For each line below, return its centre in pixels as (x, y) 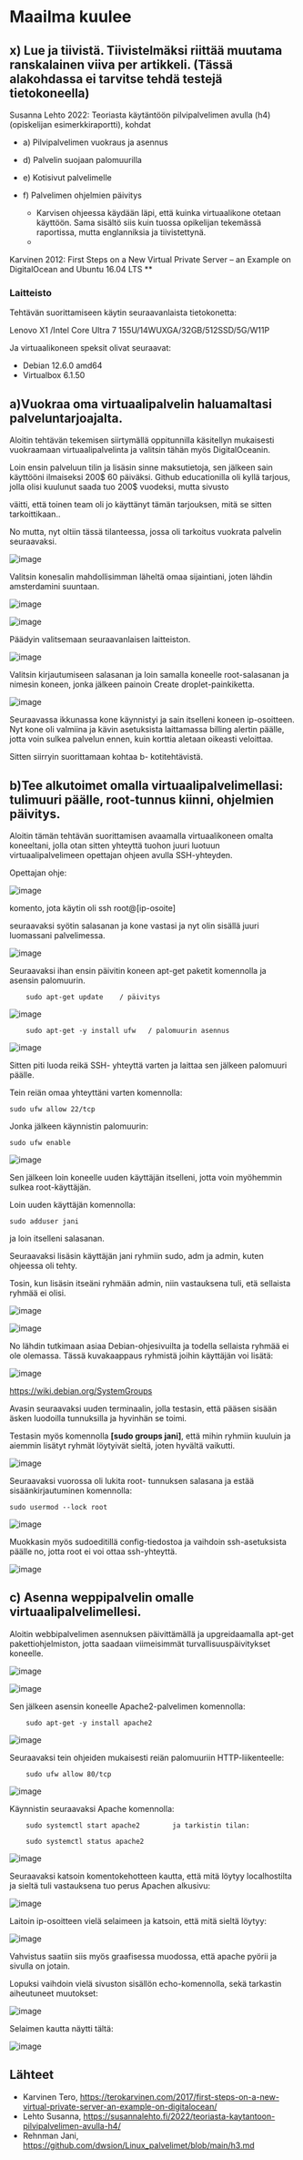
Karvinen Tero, (50, 2096)
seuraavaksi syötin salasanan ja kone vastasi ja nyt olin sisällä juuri (134, 926)
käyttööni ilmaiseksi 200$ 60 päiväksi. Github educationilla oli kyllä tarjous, (150, 477)
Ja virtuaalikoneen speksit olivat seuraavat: (90, 348)
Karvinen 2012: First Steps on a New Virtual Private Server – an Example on (150, 260)
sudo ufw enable (40, 1142)
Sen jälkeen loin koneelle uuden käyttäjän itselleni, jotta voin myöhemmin (146, 1177)
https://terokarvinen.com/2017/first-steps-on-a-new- (180, 2096)
